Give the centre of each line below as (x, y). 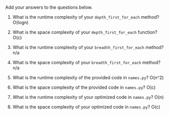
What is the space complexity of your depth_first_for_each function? (85, 32)
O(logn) (20, 22)
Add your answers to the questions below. (49, 7)
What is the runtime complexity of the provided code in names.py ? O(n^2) (88, 77)
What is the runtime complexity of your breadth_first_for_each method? (88, 47)
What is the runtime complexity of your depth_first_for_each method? (86, 17)
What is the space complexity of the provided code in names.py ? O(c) (84, 87)
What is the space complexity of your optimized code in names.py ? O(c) (86, 107)
